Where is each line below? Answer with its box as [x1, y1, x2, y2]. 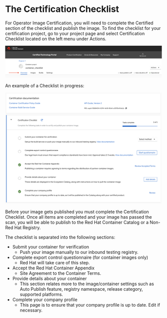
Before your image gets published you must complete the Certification [5, 209, 149, 215]
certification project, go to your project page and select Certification [5, 30, 145, 36]
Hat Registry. [14, 225, 41, 231]
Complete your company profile [12, 297, 78, 303]
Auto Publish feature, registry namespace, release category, [19, 286, 143, 292]
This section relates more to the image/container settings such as [19, 281, 154, 287]
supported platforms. [19, 292, 63, 298]
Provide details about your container [12, 276, 87, 282]
